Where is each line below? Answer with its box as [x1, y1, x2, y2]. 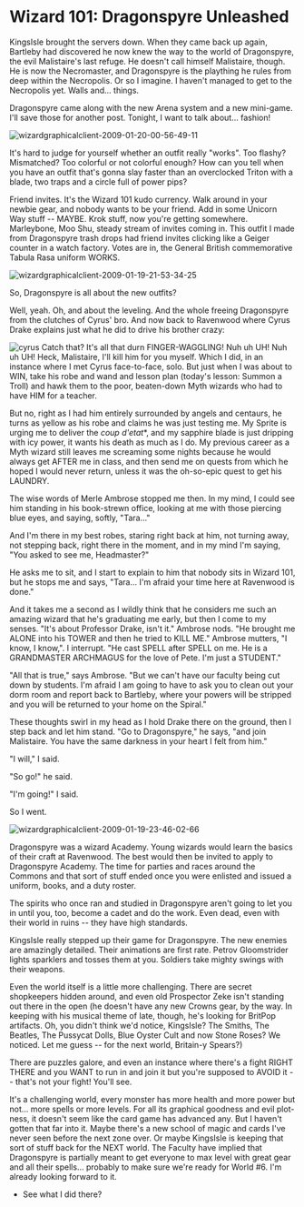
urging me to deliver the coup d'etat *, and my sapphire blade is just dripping [9, 427, 294, 438]
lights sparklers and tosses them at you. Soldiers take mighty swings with [9, 953, 284, 965]
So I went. [9, 806, 47, 817]
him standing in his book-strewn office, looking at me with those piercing [9, 502, 282, 513]
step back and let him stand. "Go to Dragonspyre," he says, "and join [9, 726, 266, 737]
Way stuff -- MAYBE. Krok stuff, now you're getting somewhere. [9, 213, 248, 224]
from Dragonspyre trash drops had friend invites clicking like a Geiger [9, 232, 270, 243]
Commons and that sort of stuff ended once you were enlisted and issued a [9, 870, 292, 881]
